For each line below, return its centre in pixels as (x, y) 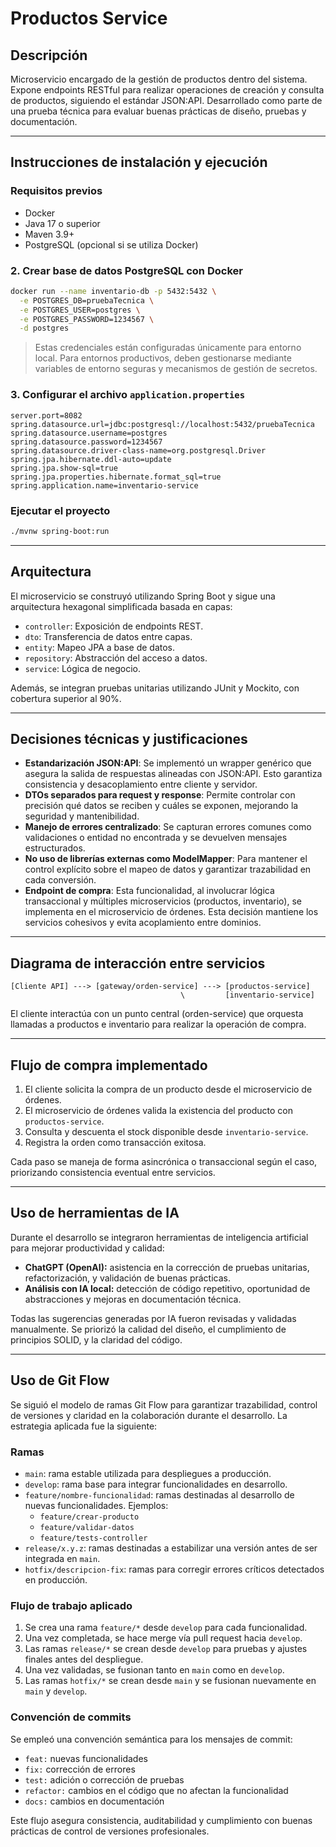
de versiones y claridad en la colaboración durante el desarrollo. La (149, 1415)
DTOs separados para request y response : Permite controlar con (160, 795)
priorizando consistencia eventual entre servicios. (113, 1173)
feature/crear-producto (89, 1517)
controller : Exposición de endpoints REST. (114, 626)
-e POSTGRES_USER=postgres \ (80, 310)
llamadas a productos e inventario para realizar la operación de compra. (158, 1024)
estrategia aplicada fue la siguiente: (84, 1426)
